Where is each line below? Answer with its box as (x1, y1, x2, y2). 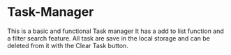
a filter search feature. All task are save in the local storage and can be (7, 34, 211, 42)
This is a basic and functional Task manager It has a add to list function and (7, 27, 225, 35)
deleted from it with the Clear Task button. (7, 41, 129, 49)
